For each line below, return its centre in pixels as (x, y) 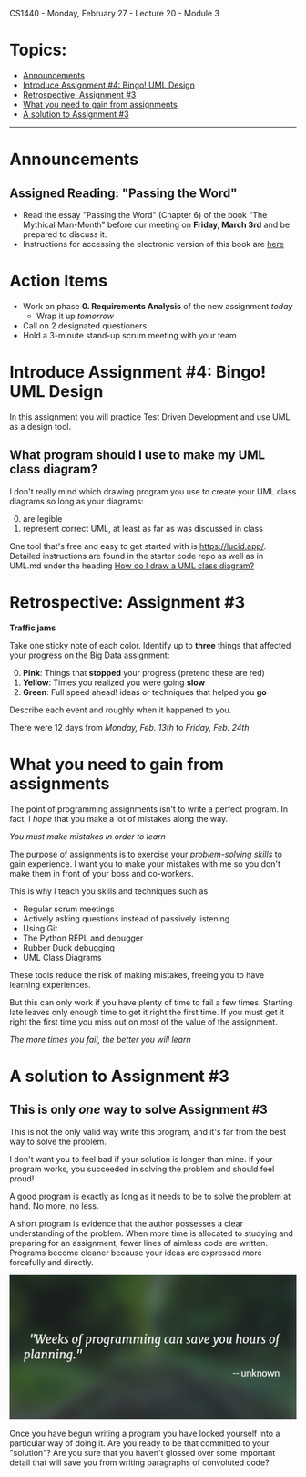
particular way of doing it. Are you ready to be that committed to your (139, 1443)
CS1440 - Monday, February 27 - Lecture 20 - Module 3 (115, 13)
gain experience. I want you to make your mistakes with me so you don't (145, 863)
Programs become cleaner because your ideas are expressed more (136, 1253)
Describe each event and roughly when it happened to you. (121, 710)
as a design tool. (40, 426)
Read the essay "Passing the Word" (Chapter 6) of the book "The (145, 214)
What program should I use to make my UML (138, 455)
